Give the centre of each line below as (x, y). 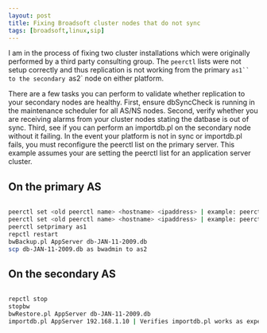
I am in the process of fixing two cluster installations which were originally (129, 53)
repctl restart (33, 234)
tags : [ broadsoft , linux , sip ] (56, 30)
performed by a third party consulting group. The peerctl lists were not (125, 61)
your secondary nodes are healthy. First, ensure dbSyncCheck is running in (132, 102)
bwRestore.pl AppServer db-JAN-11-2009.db (79, 314)
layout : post (30, 16)
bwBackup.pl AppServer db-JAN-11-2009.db (78, 241)
